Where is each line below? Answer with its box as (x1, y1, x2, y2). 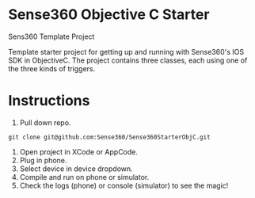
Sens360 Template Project (8, 32, 95, 41)
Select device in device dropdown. (19, 164, 133, 173)
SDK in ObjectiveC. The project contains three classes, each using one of (8, 55, 248, 65)
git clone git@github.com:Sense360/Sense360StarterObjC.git (8, 133, 211, 141)
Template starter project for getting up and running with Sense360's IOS (8, 47, 244, 56)
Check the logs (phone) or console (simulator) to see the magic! (19, 181, 229, 190)
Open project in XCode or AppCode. (19, 147, 139, 156)
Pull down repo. (19, 117, 71, 128)
